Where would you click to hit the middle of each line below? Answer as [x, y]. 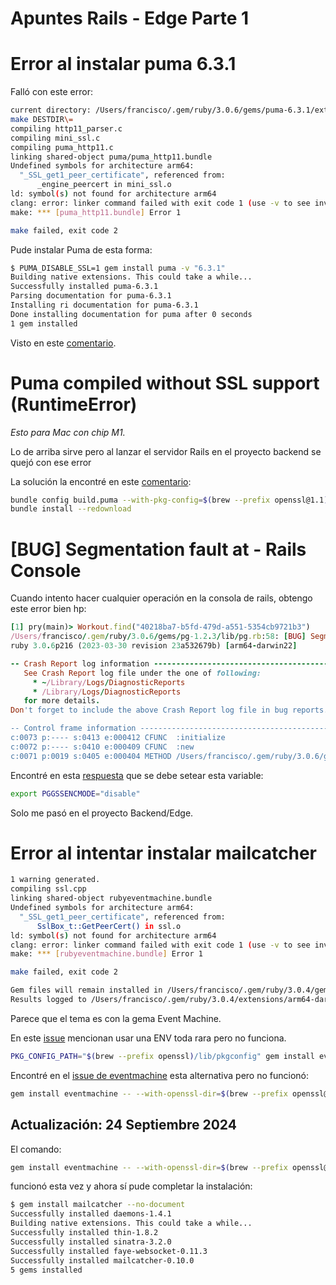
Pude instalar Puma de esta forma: [81, 249]
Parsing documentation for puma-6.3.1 [91, 296]
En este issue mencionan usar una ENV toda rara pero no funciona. [148, 1038]
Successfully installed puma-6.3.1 [84, 287]
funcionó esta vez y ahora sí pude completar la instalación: [131, 1186]
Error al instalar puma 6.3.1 [123, 64]
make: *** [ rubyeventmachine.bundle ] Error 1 [106, 954]
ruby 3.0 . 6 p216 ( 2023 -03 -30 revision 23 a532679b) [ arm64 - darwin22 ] [154, 646]
